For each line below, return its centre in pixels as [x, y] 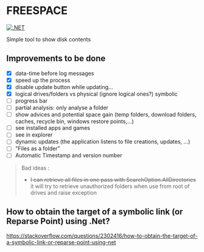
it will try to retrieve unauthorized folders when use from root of [110, 186]
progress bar [31, 101]
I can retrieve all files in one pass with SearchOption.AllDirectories [113, 179]
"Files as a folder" [37, 149]
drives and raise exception [64, 192]
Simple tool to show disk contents [49, 39]
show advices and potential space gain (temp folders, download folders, [106, 115]
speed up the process [43, 80]
